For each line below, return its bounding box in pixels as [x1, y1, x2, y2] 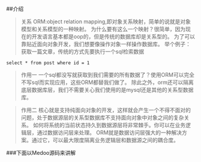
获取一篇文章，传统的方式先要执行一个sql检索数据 [20, 48, 145, 55]
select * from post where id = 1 [6, 60, 90, 66]
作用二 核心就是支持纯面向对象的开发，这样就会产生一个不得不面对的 [20, 107, 191, 113]
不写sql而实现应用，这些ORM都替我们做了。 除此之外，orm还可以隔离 [20, 79, 194, 86]
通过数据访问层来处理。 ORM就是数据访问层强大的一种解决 [37, 129, 182, 136]
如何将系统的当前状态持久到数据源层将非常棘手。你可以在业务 [32, 122, 186, 128]
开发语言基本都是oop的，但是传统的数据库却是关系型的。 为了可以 [31, 33, 196, 40]
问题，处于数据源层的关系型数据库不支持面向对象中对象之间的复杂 [20, 114, 184, 121]
